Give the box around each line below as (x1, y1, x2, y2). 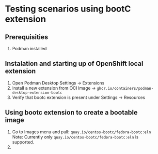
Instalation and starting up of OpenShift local (5, 59, 144, 68)
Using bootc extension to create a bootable (5, 109, 138, 117)
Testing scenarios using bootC (5, 3, 131, 14)
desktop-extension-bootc (12, 90, 63, 95)
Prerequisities (5, 33, 48, 41)
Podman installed (12, 46, 47, 51)
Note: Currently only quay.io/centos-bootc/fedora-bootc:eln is (12, 134, 139, 140)
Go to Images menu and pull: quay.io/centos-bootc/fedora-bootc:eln (12, 129, 151, 135)
